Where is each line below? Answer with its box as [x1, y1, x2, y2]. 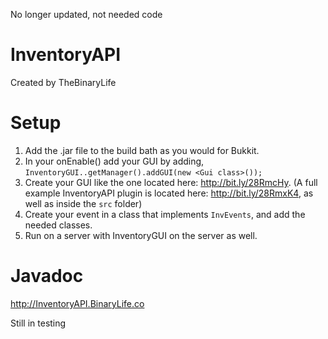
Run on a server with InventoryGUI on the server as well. [24, 229, 258, 241]
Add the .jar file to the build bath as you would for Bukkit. [24, 144, 260, 156]
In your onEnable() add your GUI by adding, [24, 155, 205, 167]
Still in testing [10, 317, 67, 329]
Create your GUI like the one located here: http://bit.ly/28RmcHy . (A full [24, 176, 318, 188]
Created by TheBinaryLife [10, 76, 117, 88]
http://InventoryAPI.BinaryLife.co [10, 297, 145, 309]
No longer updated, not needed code [10, 9, 163, 20]
